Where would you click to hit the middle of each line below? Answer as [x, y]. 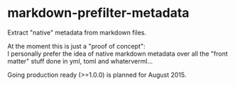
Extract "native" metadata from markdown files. [77, 32]
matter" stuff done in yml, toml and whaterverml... [80, 61]
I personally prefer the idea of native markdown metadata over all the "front [118, 54]
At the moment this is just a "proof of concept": [76, 46]
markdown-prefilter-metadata [98, 13]
